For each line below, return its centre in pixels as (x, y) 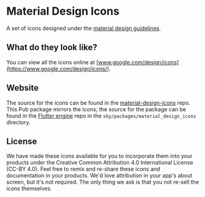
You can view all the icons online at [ (53, 62)
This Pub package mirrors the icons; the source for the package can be (96, 109)
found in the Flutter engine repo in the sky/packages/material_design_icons (101, 116)
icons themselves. (29, 188)
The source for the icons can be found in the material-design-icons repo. (99, 103)
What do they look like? (52, 47)
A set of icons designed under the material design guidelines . (84, 28)
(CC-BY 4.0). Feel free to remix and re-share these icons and (83, 169)
